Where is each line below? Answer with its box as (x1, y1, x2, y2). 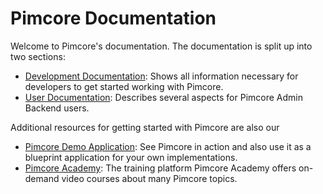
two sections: (10, 50, 66, 62)
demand (24, 172, 60, 184)
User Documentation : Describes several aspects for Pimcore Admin (24, 91, 303, 103)
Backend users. (24, 102, 90, 114)
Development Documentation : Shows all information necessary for (24, 70, 299, 82)
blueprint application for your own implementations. (24, 151, 238, 163)
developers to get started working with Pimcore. (24, 80, 224, 92)
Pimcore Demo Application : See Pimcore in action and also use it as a (24, 140, 312, 152)
